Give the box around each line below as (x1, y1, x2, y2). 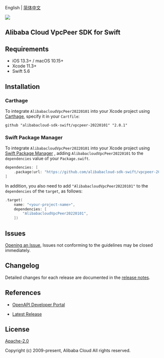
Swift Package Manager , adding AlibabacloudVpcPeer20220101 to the (5, 150, 143, 156)
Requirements (5, 45, 49, 53)
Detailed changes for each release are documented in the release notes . (5, 274, 150, 280)
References (5, 289, 41, 297)
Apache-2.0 (5, 338, 29, 344)
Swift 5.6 (12, 68, 30, 74)
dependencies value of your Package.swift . (5, 156, 90, 162)
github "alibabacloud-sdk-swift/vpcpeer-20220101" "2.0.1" (5, 123, 128, 127)
